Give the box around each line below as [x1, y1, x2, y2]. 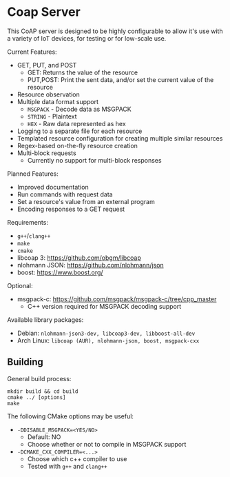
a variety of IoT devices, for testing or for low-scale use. [7, 34, 167, 42]
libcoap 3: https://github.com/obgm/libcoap [17, 253, 141, 262]
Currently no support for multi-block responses [27, 156, 162, 164]
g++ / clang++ [17, 232, 51, 240]
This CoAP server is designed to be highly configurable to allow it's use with [7, 27, 223, 35]
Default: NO [27, 432, 61, 441]
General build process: [7, 374, 72, 383]
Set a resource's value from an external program [17, 197, 155, 205]
